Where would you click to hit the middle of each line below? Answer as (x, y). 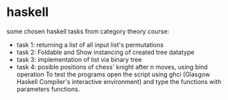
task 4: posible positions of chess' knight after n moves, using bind (112, 67)
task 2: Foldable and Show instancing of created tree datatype (105, 52)
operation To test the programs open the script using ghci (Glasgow (113, 74)
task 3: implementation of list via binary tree (79, 59)
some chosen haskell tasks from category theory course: (88, 31)
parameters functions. (48, 89)
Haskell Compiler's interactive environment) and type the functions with (119, 81)
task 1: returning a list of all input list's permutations (90, 44)
